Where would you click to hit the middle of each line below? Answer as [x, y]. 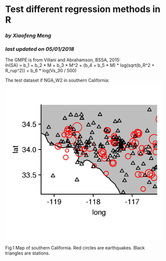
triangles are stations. [28, 253]
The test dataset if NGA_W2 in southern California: [57, 80]
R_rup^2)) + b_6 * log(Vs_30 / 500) [41, 71]
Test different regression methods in [83, 9]
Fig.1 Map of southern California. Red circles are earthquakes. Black [75, 248]
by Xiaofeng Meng [28, 36]
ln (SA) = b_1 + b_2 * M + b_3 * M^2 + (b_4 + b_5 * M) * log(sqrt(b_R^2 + [80, 65]
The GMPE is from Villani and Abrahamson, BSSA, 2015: [63, 60]
